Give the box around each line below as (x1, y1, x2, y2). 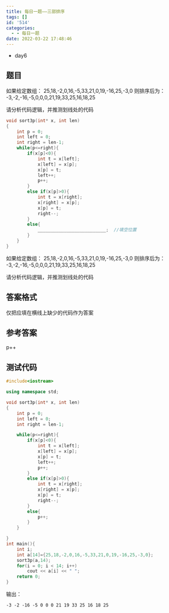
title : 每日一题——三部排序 (6, 8, 65, 15)
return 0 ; (16, 574, 41, 579)
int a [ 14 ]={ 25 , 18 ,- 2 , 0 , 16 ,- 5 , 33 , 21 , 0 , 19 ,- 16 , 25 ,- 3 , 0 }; (16, 552, 154, 558)
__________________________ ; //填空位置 (37, 227, 137, 233)
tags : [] (6, 14, 28, 20)
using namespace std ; (6, 389, 59, 395)
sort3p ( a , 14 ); (16, 557, 51, 563)
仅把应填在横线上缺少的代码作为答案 (6, 309, 94, 316)
